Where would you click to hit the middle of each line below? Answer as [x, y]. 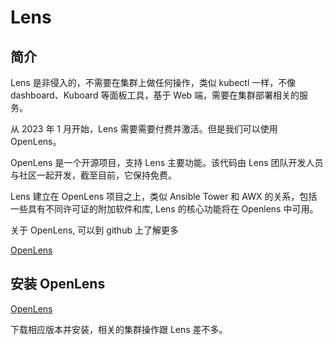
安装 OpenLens [58, 284]
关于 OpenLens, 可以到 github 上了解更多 [94, 230]
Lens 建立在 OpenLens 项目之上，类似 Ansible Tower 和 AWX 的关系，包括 [164, 196]
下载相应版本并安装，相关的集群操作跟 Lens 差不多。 [119, 329]
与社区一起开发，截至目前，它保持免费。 [93, 175]
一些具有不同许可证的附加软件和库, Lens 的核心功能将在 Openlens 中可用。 [164, 209]
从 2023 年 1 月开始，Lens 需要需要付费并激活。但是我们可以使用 [144, 129]
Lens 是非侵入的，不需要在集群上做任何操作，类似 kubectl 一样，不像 [153, 82]
